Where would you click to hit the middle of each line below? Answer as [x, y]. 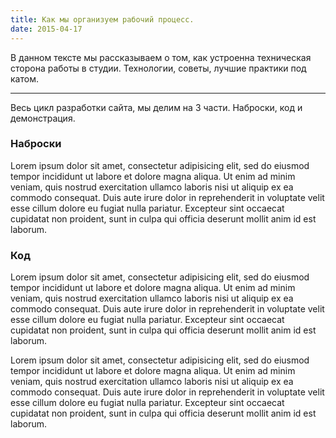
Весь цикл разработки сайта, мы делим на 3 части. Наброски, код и [156, 107]
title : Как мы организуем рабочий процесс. [102, 19]
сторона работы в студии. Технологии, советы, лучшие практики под [158, 68]
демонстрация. [43, 118]
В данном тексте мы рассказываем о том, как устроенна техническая [161, 57]
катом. [24, 78]
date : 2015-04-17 [46, 29]
